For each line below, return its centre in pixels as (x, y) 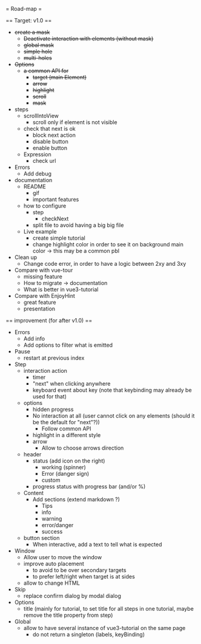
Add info (34, 339)
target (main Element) (60, 77)
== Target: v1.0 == (29, 20)
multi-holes (38, 58)
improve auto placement (54, 563)
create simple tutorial (59, 238)
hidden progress (53, 409)
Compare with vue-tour (44, 270)
